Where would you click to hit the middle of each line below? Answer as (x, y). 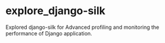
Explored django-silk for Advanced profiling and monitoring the (82, 27)
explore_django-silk (56, 11)
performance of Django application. (49, 33)
